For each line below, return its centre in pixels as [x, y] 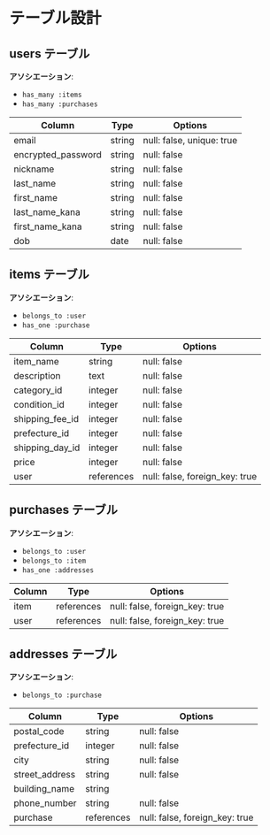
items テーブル [50, 275]
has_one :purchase [56, 325]
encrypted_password [58, 154]
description [37, 375]
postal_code [39, 732]
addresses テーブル [63, 654]
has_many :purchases [60, 104]
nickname [34, 169]
